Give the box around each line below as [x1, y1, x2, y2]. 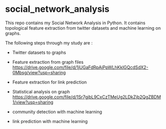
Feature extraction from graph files [12, 59, 84, 65]
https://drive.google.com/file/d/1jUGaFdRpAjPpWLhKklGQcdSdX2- [12, 64, 149, 70]
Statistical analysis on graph [12, 88, 70, 94]
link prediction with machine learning [12, 118, 88, 124]
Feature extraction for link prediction [12, 79, 87, 85]
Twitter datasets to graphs [12, 49, 66, 55]
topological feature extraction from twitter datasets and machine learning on [5, 25, 161, 31]
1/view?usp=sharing [12, 99, 54, 105]
